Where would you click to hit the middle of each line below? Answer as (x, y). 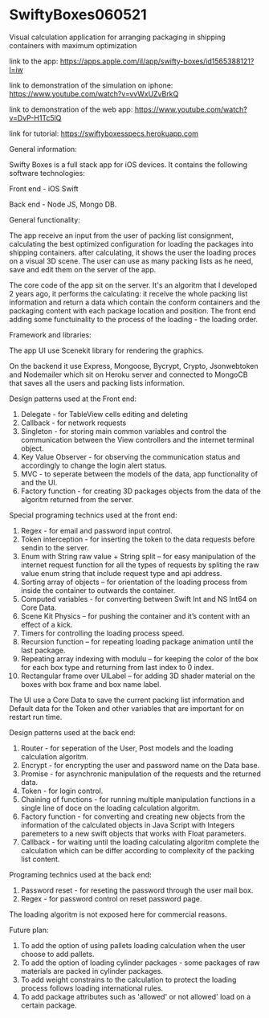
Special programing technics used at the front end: (93, 515)
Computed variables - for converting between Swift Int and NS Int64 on (139, 599)
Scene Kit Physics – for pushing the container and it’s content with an (135, 615)
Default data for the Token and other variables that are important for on (126, 708)
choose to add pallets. (57, 954)
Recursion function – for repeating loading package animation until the (137, 641)
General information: (43, 149)
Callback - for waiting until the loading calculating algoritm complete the (140, 842)
